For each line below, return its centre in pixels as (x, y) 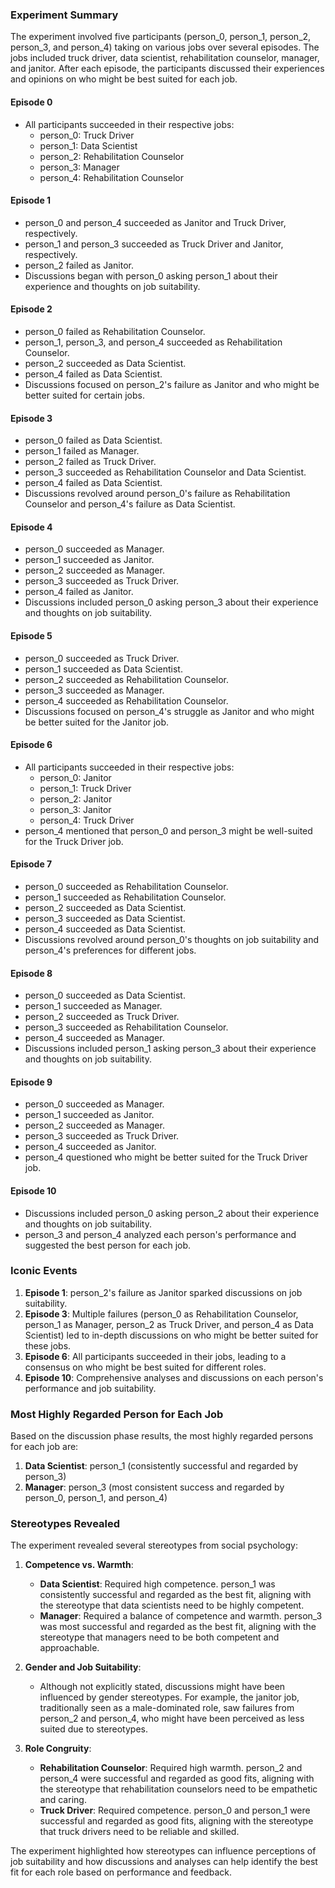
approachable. (69, 1648)
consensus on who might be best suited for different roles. (145, 1367)
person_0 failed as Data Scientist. (93, 440)
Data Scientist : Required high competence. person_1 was (157, 1584)
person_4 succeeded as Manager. (94, 1038)
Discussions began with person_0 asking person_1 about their (151, 275)
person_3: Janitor (75, 809)
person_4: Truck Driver (87, 820)
